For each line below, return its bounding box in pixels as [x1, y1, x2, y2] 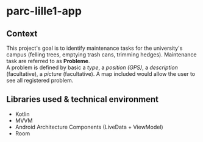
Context [6, 29, 38, 39]
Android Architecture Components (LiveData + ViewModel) [15, 123, 163, 130]
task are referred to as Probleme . [6, 58, 90, 64]
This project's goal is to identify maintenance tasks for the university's [6, 44, 183, 52]
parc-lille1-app [6, 4, 82, 18]
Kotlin [15, 110, 30, 118]
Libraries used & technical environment [6, 94, 159, 104]
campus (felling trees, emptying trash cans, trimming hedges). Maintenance [6, 51, 197, 58]
